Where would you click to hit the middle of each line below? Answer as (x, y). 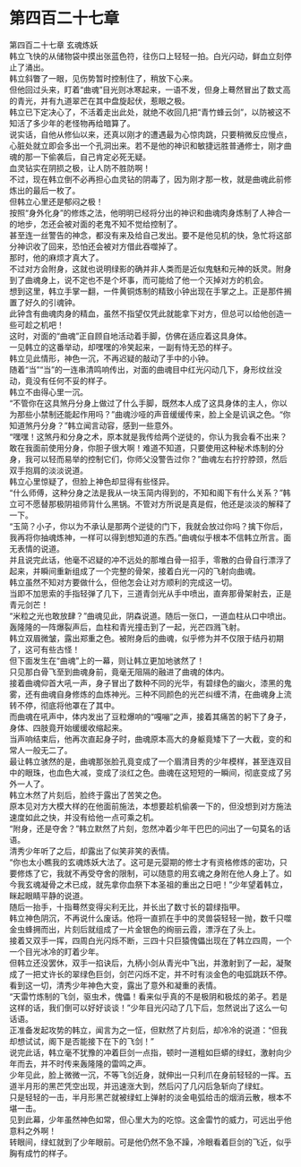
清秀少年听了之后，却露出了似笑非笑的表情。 (92, 851)
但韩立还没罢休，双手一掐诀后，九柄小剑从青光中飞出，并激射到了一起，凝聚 (150, 963)
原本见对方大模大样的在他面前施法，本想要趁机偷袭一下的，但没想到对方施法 (150, 806)
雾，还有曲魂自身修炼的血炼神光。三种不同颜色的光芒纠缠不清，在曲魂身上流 (150, 694)
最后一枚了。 (56, 190)
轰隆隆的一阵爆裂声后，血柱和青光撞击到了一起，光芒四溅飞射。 (127, 627)
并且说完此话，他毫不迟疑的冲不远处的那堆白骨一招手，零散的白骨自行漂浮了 (150, 560)
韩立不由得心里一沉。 (48, 391)
